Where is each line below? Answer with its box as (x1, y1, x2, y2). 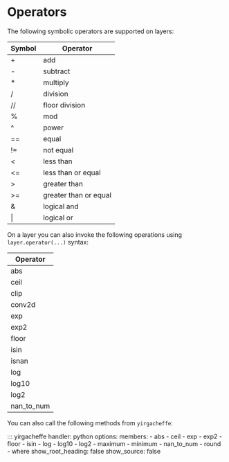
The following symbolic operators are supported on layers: (7, 27, 174, 35)
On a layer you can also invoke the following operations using (7, 230, 182, 239)
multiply (42, 78, 69, 87)
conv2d (10, 299, 36, 309)
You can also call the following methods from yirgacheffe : (7, 418, 173, 427)
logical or (42, 213, 74, 222)
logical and (42, 202, 79, 211)
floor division (42, 100, 86, 109)
